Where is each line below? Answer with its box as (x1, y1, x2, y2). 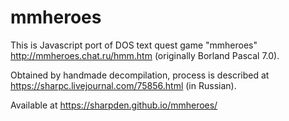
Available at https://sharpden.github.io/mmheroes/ (10, 99, 218, 111)
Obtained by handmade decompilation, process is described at (10, 69, 270, 81)
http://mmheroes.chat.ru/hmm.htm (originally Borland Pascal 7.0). (10, 49, 280, 61)
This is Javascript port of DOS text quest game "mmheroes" (10, 39, 258, 51)
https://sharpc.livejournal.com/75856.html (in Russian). (10, 79, 237, 91)
